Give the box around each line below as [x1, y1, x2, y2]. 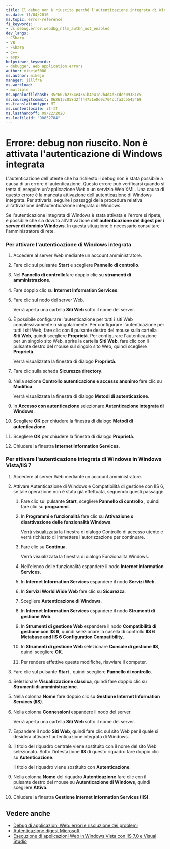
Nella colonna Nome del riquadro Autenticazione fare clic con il [13, 774, 147, 780]
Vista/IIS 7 [6, 462, 32, 469]
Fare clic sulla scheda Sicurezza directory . [13, 368, 103, 374]
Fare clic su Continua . [20, 544, 67, 550]
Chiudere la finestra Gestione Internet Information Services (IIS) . [13, 794, 150, 800]
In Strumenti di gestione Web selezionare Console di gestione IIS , [20, 644, 160, 650]
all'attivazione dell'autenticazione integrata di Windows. [6, 202, 122, 208]
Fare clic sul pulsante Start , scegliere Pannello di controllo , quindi [20, 498, 160, 504]
